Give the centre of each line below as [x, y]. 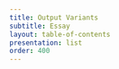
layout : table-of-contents [60, 34]
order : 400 [30, 51]
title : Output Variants [54, 17]
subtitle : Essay [40, 26]
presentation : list [46, 43]
